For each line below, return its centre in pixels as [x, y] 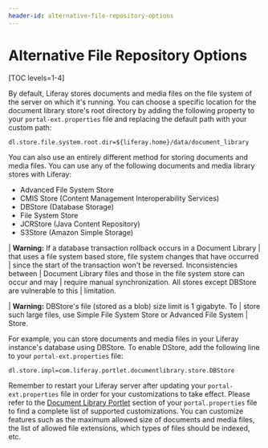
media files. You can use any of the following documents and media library [132, 165]
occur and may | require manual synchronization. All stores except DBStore [132, 282]
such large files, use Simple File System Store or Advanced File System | [128, 315]
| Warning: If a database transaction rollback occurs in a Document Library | [134, 248]
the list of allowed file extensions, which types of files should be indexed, [129, 428]
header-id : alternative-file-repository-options [91, 16]
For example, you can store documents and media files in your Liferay [124, 339]
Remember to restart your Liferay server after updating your [107, 385]
